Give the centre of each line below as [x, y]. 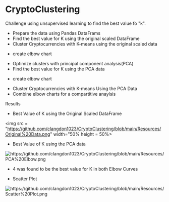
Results [13, 104]
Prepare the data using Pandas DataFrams [57, 33]
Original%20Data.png [28, 134]
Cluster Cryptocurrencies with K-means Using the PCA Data [75, 88]
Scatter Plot [25, 179]
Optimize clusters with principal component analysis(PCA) [73, 63]
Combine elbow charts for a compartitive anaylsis [64, 94]
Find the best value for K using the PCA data [59, 69]
